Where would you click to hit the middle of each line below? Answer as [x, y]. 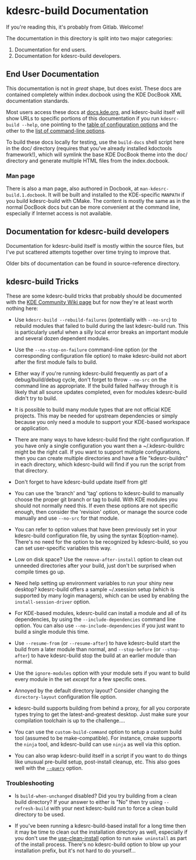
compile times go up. [40, 572]
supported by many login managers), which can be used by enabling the [101, 595]
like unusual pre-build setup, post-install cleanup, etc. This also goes [97, 762]
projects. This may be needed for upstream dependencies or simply [96, 416]
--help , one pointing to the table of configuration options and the [99, 125]
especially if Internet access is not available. [59, 213]
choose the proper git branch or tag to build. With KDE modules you [96, 499]
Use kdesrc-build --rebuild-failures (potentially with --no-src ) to [95, 319]
